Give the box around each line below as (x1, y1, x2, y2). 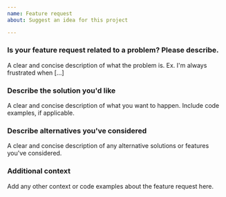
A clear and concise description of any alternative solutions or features (7, 142, 209, 150)
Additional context (7, 167, 71, 176)
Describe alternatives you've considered (7, 126, 147, 135)
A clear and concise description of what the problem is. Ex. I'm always (7, 61, 207, 69)
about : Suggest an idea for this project (7, 17, 129, 24)
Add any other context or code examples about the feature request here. (7, 182, 214, 190)
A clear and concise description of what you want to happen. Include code (7, 102, 220, 110)
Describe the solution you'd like (7, 86, 116, 95)
